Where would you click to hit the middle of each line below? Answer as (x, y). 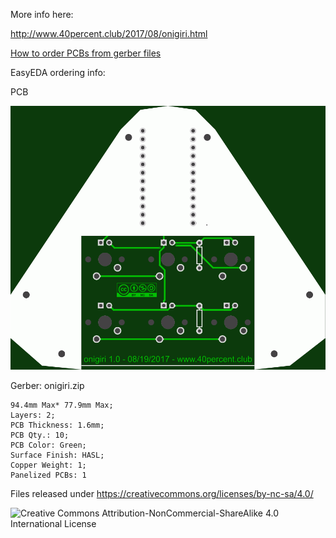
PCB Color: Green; (48, 445)
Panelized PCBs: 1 (48, 475)
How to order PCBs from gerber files (86, 53)
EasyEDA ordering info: (58, 72)
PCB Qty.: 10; (40, 435)
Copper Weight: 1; (48, 465)
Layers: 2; (33, 415)
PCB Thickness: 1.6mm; (57, 425)
